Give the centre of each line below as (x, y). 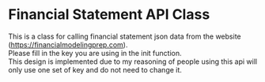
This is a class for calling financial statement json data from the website (125, 36)
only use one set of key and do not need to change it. (95, 69)
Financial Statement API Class (109, 15)
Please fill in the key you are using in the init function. (95, 53)
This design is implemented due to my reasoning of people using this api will (133, 61)
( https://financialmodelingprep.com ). (68, 44)
